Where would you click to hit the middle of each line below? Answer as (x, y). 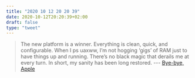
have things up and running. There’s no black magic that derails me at (105, 56)
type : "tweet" (23, 28)
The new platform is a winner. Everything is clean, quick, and (94, 44)
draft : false (22, 22)
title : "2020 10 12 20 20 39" (43, 11)
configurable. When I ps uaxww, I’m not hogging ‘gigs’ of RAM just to (104, 51)
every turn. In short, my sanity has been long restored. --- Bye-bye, (102, 63)
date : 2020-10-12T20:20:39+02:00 (47, 17)
